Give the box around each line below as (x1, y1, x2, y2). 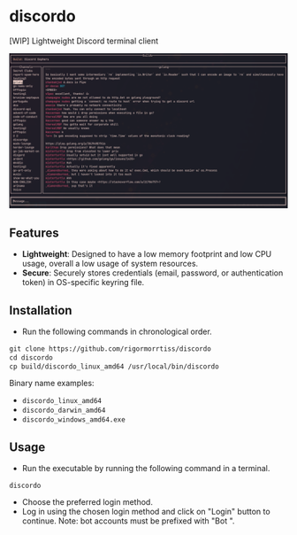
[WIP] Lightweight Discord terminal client (9, 35, 159, 46)
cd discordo (9, 353, 53, 362)
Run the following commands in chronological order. (21, 326, 212, 337)
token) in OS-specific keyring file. (21, 277, 145, 288)
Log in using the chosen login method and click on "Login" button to (21, 506, 271, 516)
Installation (9, 303, 72, 318)
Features (9, 225, 59, 240)
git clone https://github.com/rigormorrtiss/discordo (9, 345, 212, 353)
